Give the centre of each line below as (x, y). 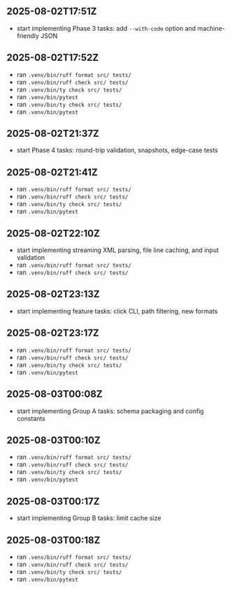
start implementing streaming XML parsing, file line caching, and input (118, 250)
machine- (211, 28)
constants (31, 418)
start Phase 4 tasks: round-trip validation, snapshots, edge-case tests (117, 150)
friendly (28, 36)
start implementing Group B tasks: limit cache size (89, 518)
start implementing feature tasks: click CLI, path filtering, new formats (117, 311)
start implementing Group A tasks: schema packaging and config (110, 411)
